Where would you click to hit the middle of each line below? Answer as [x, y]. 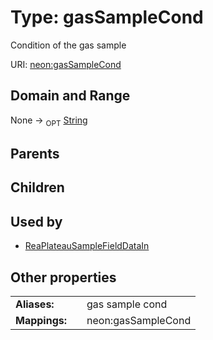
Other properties [63, 277]
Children [37, 187]
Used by [36, 221]
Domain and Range [70, 96]
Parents [35, 153]
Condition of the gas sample [68, 45]
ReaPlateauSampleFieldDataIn [87, 246]
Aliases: [35, 304]
